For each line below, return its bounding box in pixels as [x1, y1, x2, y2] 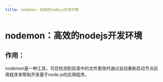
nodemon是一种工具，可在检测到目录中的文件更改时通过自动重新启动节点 [5, 65, 154, 71]
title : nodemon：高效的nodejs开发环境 [5, 7, 79, 12]
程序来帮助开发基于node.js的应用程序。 [9, 71, 90, 77]
